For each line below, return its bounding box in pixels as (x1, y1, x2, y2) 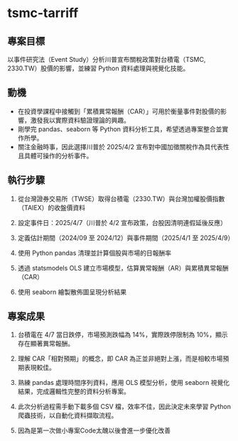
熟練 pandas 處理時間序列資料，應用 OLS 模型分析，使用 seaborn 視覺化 (17, 379, 229, 387)
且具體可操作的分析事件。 (17, 151, 93, 160)
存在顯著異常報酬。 (17, 339, 75, 348)
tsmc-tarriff (7, 5, 79, 21)
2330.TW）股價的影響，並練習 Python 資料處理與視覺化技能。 (7, 64, 190, 72)
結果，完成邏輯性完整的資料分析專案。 (17, 387, 130, 396)
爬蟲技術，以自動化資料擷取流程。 (17, 411, 118, 420)
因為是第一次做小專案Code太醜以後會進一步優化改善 (17, 426, 171, 435)
